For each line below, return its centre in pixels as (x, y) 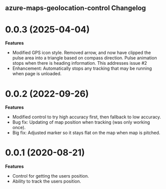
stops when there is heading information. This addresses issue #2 (80, 63)
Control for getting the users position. (51, 176)
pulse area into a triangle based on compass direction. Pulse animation (84, 58)
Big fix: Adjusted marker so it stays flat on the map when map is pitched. (86, 133)
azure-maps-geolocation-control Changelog (76, 8)
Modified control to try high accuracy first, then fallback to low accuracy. (86, 117)
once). (19, 128)
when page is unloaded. (37, 74)
